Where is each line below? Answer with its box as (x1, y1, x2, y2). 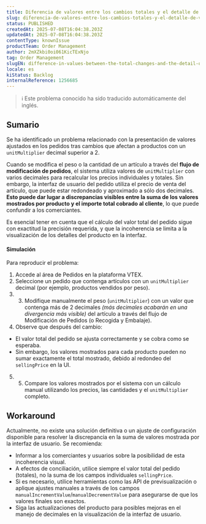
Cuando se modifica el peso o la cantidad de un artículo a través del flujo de (6, 160, 199, 168)
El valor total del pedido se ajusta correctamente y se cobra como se (15, 335, 189, 343)
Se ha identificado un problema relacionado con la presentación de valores (6, 136, 196, 143)
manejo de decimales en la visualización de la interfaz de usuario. (15, 510, 182, 518)
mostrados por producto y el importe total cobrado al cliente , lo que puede (6, 200, 199, 207)
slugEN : (6, 60, 26, 66)
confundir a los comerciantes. (6, 206, 82, 214)
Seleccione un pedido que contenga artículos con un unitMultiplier (15, 278, 189, 285)
